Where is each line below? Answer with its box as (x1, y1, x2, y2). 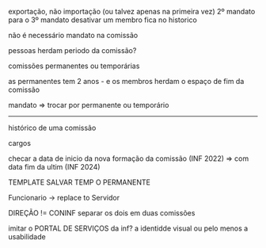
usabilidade (8, 232, 46, 241)
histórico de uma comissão (8, 123, 97, 132)
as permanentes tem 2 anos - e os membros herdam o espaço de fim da (8, 77, 245, 86)
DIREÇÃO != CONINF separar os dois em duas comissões (8, 208, 196, 217)
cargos (8, 139, 32, 147)
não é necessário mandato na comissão (8, 31, 139, 40)
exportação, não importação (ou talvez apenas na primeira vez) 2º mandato (8, 7, 256, 16)
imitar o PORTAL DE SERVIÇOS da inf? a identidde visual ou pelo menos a (8, 223, 249, 233)
